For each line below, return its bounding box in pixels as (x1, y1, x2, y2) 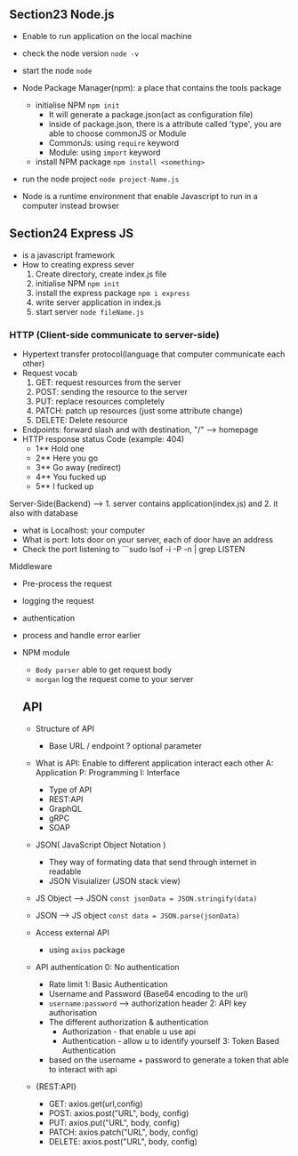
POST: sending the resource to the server (35, 386, 189, 397)
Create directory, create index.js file (35, 269, 167, 279)
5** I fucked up (35, 480, 94, 492)
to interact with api (48, 1064, 117, 1074)
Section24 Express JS (9, 226, 134, 241)
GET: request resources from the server (35, 377, 181, 388)
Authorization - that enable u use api (61, 1026, 197, 1037)
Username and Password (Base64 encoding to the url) (48, 988, 249, 999)
